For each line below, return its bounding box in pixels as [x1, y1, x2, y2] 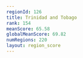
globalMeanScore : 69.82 [6, 31, 67, 37]
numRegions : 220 [6, 37, 47, 43]
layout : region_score [6, 43, 61, 49]
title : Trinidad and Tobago [6, 14, 78, 21]
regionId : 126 [6, 8, 42, 15]
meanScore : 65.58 [6, 25, 50, 32]
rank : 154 [6, 20, 32, 26]
